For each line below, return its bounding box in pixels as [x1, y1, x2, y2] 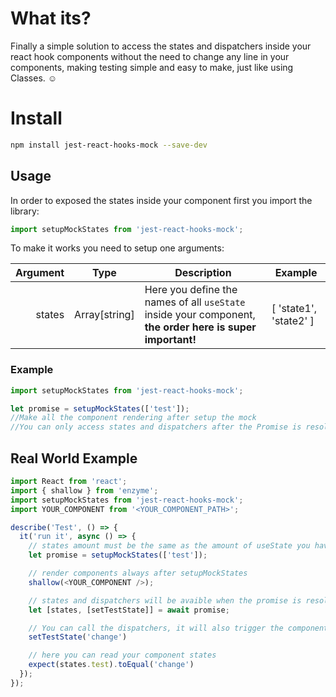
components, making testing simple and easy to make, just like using [10, 61, 294, 73]
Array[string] [74, 308, 135, 322]
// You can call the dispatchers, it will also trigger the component [28, 623, 329, 633]
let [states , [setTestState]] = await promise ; [28, 605, 230, 615]
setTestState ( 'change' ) [28, 632, 128, 642]
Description [174, 266, 232, 280]
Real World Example [10, 450, 138, 467]
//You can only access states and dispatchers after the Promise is [10, 422, 302, 432]
